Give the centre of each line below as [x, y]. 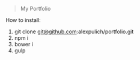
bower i [24, 44]
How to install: [23, 20]
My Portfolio [35, 9]
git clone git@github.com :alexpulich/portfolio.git [74, 31]
